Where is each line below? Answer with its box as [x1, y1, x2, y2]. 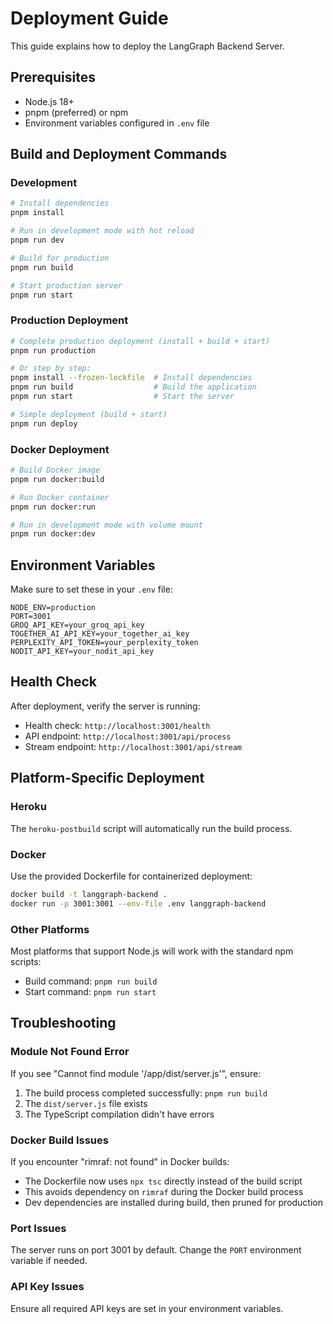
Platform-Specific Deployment [10, 770, 205, 787]
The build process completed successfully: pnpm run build [24, 1087, 268, 1099]
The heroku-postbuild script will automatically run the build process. [10, 822, 293, 834]
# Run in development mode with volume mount [10, 520, 203, 530]
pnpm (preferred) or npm [24, 106, 129, 118]
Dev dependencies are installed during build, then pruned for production [24, 1196, 324, 1208]
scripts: [10, 955, 42, 967]
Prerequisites [10, 69, 96, 86]
